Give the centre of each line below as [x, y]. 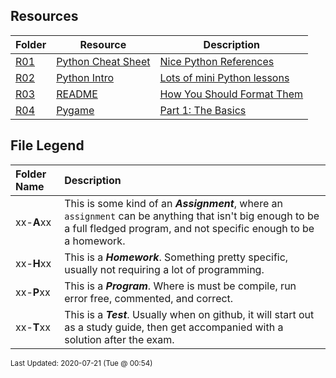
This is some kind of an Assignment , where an [173, 203]
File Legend [47, 145]
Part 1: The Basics [203, 110]
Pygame [75, 110]
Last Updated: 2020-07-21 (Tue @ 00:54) [81, 363]
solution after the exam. [119, 339]
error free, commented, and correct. [149, 298]
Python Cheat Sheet [103, 61]
